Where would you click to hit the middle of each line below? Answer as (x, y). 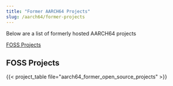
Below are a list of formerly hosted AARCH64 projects (71, 33)
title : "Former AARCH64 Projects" (48, 11)
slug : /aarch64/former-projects (45, 17)
